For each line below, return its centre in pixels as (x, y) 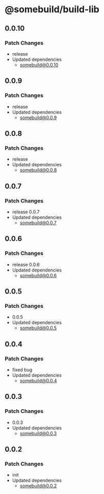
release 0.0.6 (26, 264)
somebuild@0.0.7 (38, 222)
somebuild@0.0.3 (38, 433)
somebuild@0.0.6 (38, 275)
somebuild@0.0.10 (39, 64)
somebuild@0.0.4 (38, 380)
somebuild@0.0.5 (38, 328)
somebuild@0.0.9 (38, 117)
